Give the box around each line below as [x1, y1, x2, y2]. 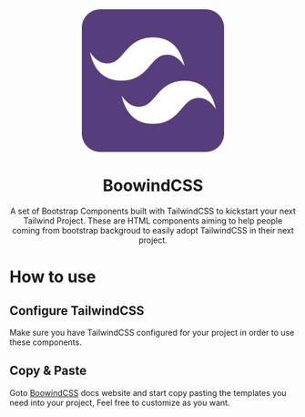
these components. [9, 337, 82, 348]
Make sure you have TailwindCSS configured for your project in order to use [9, 327, 295, 338]
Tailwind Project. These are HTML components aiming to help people [23, 214, 283, 226]
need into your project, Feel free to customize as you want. [9, 397, 230, 408]
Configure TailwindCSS [9, 303, 145, 318]
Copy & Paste [9, 363, 87, 379]
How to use [9, 266, 97, 287]
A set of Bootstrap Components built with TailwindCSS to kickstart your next [10, 205, 296, 216]
